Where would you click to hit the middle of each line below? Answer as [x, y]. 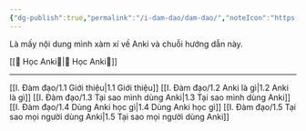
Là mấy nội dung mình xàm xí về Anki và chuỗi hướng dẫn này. [126, 44]
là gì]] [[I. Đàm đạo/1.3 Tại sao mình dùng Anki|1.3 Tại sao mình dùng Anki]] [150, 97]
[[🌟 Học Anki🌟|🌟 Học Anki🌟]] [64, 61]
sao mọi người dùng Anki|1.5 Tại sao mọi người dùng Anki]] [119, 116]
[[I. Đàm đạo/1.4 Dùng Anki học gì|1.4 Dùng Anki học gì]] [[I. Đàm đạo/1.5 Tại [153, 106]
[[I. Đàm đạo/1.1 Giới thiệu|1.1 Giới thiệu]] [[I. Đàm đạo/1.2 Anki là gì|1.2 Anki [149, 87]
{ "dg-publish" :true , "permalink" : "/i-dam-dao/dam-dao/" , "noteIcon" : [140, 18]
